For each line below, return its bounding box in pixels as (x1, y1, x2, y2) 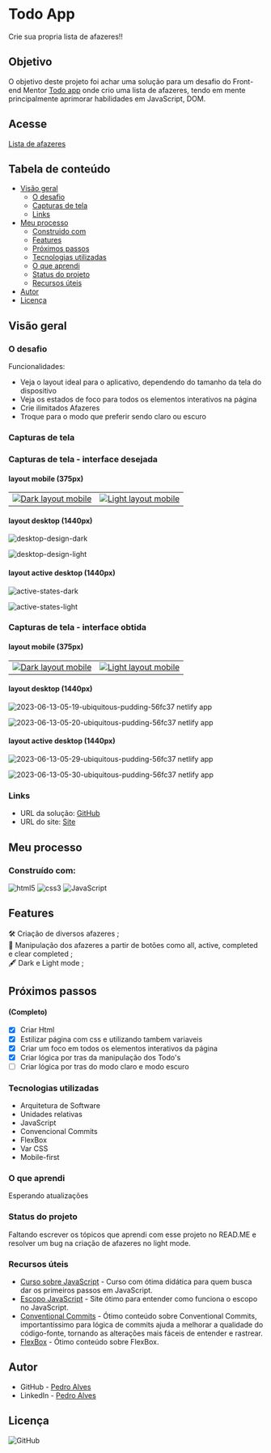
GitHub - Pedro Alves (19, 1382, 91, 1391)
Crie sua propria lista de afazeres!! (8, 32, 124, 41)
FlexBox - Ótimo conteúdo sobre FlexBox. (19, 1336, 159, 1346)
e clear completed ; (8, 949, 73, 958)
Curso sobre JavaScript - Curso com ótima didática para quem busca (19, 1277, 252, 1286)
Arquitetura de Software (19, 1101, 101, 1111)
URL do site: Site (19, 817, 76, 826)
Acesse (8, 117, 48, 131)
